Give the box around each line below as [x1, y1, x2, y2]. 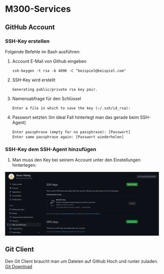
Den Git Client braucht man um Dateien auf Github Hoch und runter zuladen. [5, 258, 159, 264]
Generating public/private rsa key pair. [12, 87, 98, 92]
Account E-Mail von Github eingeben [12, 58, 87, 64]
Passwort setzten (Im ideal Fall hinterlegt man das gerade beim [12, 114, 139, 120]
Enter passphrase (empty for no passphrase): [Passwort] [12, 129, 131, 134]
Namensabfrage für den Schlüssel [12, 96, 82, 101]
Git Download [5, 263, 33, 269]
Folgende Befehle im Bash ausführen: [5, 49, 81, 54]
